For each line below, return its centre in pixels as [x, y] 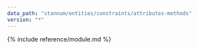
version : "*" [26, 20]
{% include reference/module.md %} [59, 39]
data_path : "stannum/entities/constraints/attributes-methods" [100, 13]
